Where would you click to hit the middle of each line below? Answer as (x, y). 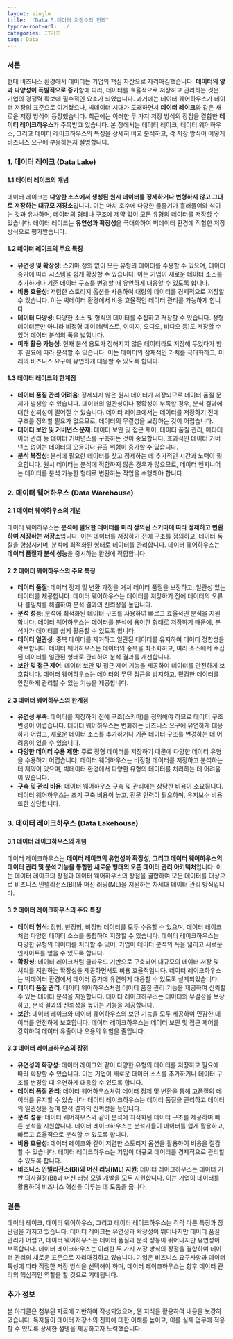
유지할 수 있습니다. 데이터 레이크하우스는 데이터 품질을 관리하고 (121, 1100)
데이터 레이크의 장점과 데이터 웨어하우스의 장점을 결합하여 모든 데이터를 (111, 876)
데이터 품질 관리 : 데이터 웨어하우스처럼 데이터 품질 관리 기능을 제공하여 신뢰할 (121, 987)
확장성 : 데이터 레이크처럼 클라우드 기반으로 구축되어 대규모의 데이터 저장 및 (118, 961)
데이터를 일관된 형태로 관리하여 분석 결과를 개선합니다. (98, 657)
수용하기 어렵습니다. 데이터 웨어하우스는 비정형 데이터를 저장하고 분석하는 (124, 760)
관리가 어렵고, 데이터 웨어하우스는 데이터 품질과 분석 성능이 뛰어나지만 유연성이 (114, 1240)
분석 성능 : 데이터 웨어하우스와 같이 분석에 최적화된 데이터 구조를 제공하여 (115, 1117)
